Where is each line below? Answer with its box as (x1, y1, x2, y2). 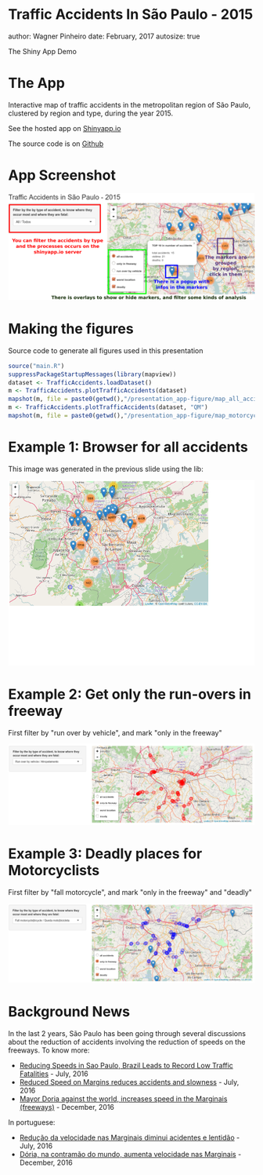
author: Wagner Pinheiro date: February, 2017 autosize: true (8, 31, 200, 41)
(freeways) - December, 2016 (19, 1103, 115, 1112)
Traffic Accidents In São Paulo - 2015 (8, 5, 254, 24)
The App (8, 75, 65, 92)
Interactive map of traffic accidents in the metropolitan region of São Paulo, (8, 100, 251, 109)
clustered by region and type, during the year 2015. (8, 108, 174, 118)
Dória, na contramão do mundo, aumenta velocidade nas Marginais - (19, 1150, 242, 1159)
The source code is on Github (8, 139, 104, 148)
